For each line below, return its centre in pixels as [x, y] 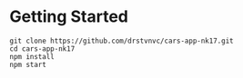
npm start [28, 64]
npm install [32, 56]
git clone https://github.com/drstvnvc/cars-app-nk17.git [121, 41]
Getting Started [69, 17]
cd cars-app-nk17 [42, 49]
